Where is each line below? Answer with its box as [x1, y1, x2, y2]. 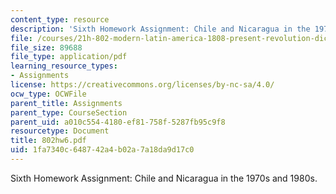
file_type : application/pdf [10, 52, 128, 62]
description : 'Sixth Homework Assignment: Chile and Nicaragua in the [10, 24, 311, 34]
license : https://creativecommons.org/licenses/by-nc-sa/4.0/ [10, 80, 275, 90]
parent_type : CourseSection [10, 107, 128, 118]
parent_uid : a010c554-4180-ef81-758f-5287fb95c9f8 [10, 117, 226, 127]
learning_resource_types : [10, 61, 118, 71]
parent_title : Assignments [10, 98, 123, 108]
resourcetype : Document [10, 126, 110, 136]
